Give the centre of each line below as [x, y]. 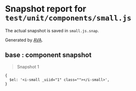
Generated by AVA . [24, 40]
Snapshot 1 [28, 66]
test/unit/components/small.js [68, 18]
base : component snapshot [48, 55]
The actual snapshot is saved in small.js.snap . [52, 30]
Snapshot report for [46, 9]
